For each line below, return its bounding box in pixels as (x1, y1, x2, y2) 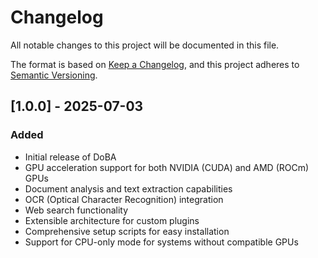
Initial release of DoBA (24, 151, 117, 163)
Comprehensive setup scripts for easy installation (24, 225, 230, 237)
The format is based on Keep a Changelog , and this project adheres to (10, 58, 300, 70)
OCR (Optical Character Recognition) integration (24, 193, 224, 205)
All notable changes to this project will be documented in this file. (10, 39, 280, 51)
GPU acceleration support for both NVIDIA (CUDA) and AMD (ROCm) (24, 161, 310, 173)
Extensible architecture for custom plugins (24, 214, 200, 226)
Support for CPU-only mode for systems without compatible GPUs (24, 236, 299, 248)
